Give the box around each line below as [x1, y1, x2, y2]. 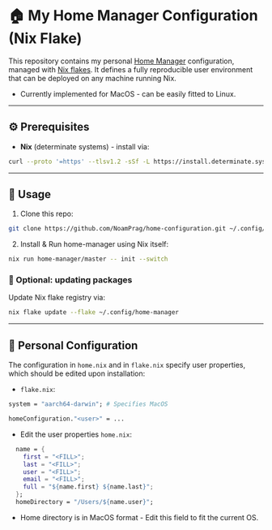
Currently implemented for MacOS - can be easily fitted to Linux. [19, 88, 236, 98]
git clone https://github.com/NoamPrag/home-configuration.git [8, 225, 227, 233]
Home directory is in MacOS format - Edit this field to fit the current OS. [19, 512, 259, 522]
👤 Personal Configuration [8, 338, 138, 352]
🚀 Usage [8, 187, 51, 201]
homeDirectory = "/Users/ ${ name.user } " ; [15, 498, 154, 506]
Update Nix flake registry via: [8, 293, 105, 303]
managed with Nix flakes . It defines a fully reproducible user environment [8, 64, 253, 74]
